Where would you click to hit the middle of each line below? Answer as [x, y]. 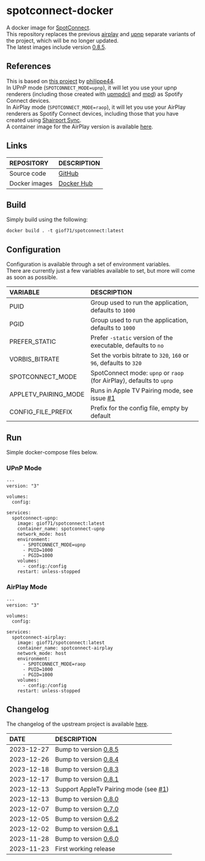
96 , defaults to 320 [116, 363]
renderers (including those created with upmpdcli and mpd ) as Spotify [95, 94]
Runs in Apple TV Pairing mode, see [142, 391]
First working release [85, 849]
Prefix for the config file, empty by [139, 408]
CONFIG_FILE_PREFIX [41, 412]
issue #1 [103, 398]
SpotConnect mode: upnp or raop [137, 373]
